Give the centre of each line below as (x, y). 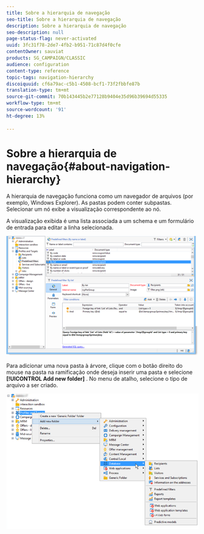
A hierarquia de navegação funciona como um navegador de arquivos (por (100, 196)
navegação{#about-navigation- (88, 166)
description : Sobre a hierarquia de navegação (66, 26)
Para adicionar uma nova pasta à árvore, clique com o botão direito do (94, 366)
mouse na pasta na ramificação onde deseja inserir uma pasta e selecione (100, 372)
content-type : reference (38, 71)
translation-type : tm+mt (38, 90)
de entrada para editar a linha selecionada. (60, 228)
